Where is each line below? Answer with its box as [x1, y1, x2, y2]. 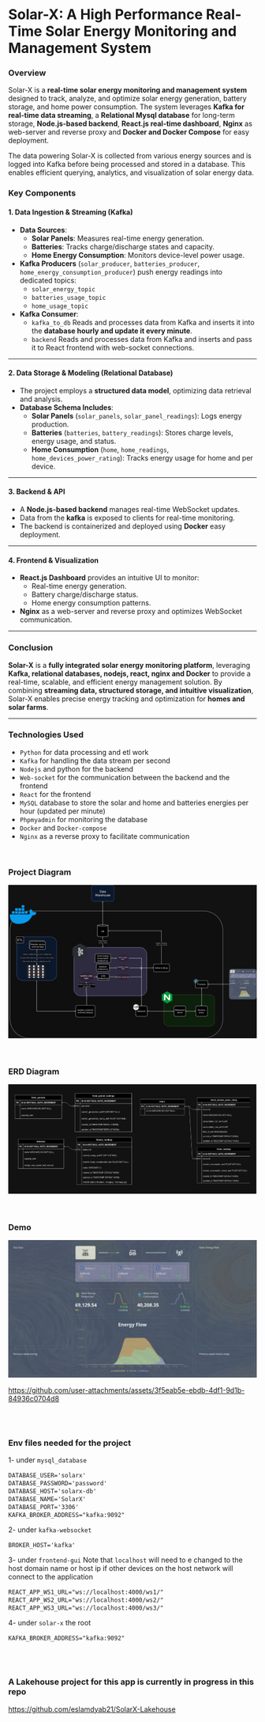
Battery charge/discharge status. [31, 590, 139, 599]
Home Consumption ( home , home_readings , [31, 445, 170, 454]
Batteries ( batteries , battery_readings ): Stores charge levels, [31, 427, 234, 437]
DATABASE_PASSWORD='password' [8, 1480, 108, 1488]
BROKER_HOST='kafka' [8, 1542, 77, 1549]
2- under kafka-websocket [8, 1525, 92, 1534]
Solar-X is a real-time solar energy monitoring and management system [8, 85, 247, 95]
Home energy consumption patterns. [31, 598, 151, 608]
